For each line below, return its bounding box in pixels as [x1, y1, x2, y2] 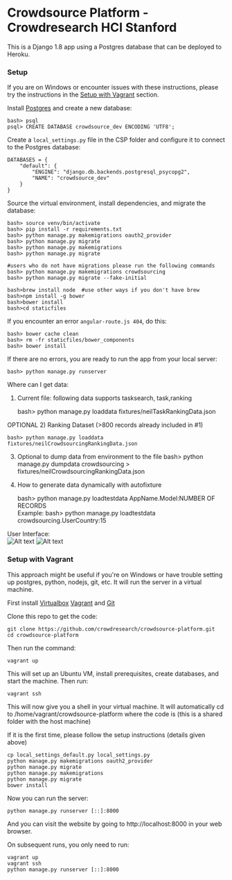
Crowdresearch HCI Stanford [7, 19, 177, 35]
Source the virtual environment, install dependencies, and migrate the [7, 199, 206, 208]
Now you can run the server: [7, 794, 89, 802]
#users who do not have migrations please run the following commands [7, 263, 215, 269]
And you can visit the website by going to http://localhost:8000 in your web [7, 820, 222, 828]
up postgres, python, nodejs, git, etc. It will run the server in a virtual [7, 578, 202, 586]
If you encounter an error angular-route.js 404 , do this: [7, 317, 168, 326]
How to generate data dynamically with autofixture [17, 481, 162, 489]
